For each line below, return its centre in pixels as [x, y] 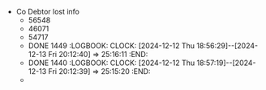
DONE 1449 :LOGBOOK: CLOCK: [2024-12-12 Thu [112, 46]
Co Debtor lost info [47, 12]
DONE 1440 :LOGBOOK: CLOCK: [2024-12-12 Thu [112, 63]
